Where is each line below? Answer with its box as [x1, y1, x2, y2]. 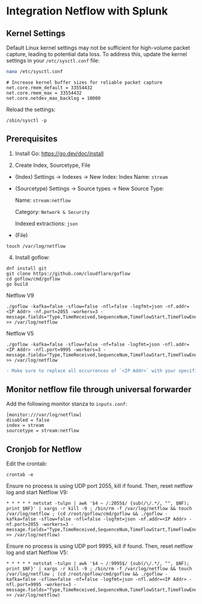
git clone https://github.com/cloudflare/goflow [6, 270, 130, 276]
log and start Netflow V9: [6, 489, 69, 496]
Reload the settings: [6, 105, 56, 113]
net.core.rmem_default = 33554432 [6, 84, 93, 91]
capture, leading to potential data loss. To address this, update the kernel [6, 51, 188, 58]
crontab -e [6, 472, 34, 478]
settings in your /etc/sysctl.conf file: [6, 57, 100, 64]
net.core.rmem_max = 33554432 [6, 90, 82, 96]
